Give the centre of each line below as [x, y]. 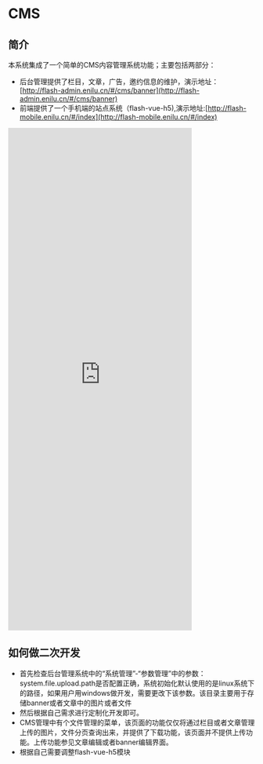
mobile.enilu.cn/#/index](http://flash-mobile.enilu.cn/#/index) [118, 117]
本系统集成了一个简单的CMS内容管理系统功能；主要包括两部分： [112, 65]
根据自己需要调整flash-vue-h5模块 [75, 751]
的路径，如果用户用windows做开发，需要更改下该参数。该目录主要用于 [133, 693]
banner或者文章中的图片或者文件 [79, 703]
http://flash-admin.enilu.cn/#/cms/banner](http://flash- [111, 90]
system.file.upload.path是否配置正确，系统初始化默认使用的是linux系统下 [137, 683]
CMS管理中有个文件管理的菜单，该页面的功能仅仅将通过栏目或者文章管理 [137, 722]
